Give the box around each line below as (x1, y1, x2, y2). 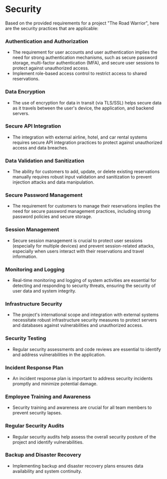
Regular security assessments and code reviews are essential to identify (12, 346, 161, 352)
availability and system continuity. (12, 468, 82, 474)
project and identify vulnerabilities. (12, 439, 84, 445)
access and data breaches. (12, 144, 68, 150)
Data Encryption (5, 88, 46, 95)
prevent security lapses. (12, 410, 62, 416)
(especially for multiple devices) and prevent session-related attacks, (12, 242, 155, 248)
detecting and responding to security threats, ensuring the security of (12, 282, 156, 288)
